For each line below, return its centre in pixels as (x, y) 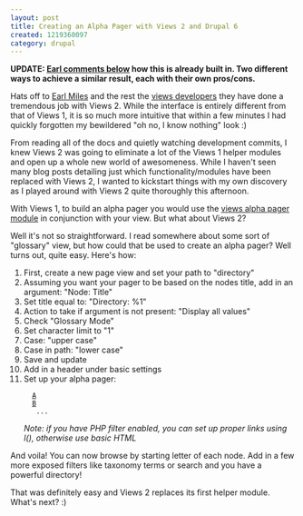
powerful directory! (46, 475)
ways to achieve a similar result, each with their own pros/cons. (133, 79)
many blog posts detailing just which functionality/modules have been (141, 172)
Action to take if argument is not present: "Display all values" (137, 312)
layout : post (35, 18)
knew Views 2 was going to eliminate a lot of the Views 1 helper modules (146, 153)
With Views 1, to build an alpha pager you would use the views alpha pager (150, 209)
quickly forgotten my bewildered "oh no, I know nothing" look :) (129, 125)
